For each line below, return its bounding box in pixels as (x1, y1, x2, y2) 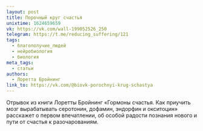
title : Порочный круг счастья (6, 15, 83, 21)
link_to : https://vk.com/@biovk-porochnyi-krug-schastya (6, 82, 153, 89)
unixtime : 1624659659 (6, 20, 61, 26)
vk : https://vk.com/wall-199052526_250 (6, 25, 107, 32)
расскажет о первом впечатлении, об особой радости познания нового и (6, 112, 198, 119)
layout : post (6, 8, 39, 15)
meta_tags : (6, 59, 34, 65)
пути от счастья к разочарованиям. (6, 118, 99, 125)
